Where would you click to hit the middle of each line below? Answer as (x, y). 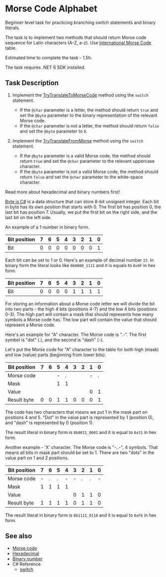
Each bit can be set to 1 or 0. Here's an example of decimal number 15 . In (80, 260)
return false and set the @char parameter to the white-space (81, 177)
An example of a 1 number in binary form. (47, 227)
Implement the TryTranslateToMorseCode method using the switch (80, 95)
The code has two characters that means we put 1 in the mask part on (76, 412)
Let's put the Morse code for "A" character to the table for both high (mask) (82, 349)
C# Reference (27, 564)
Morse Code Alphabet (51, 9)
